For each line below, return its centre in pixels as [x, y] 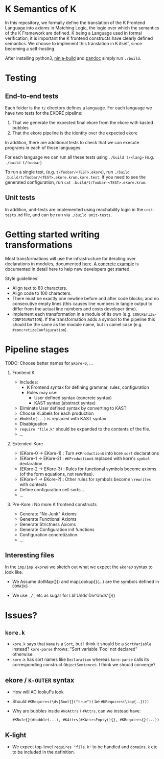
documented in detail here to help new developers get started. [68, 269]
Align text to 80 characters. [40, 288]
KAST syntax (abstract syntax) [65, 403]
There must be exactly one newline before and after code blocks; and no [85, 298]
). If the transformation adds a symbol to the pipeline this [98, 319]
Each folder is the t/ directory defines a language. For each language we [79, 108]
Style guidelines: [22, 278]
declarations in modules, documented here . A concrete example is [72, 264]
